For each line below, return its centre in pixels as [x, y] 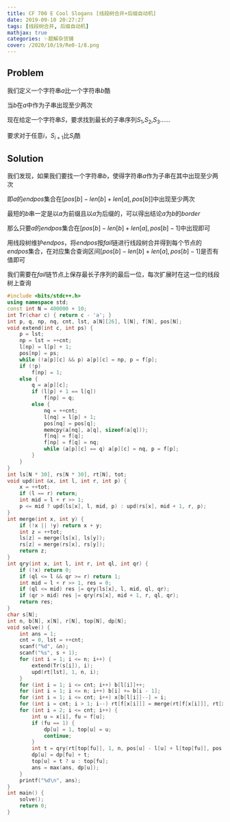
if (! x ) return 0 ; [46, 570]
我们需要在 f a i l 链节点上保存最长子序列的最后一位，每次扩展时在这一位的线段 [114, 274]
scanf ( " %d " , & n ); [44, 646]
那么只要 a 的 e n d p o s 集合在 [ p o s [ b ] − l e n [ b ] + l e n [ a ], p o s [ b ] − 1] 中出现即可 [109, 228]
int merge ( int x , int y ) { [46, 519]
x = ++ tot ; [35, 487]
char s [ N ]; [23, 614]
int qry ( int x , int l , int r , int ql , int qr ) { [78, 564]
